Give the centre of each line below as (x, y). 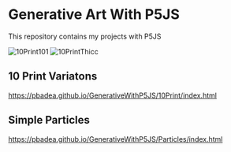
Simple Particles (49, 120)
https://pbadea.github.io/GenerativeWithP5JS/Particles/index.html (115, 139)
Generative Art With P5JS (94, 15)
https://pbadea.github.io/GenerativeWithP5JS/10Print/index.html (112, 95)
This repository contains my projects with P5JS (85, 36)
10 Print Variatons (53, 76)
